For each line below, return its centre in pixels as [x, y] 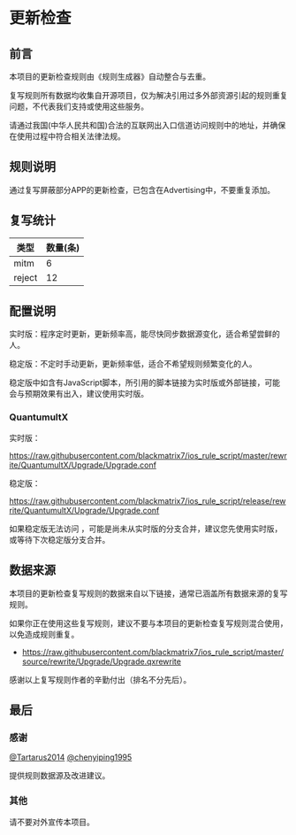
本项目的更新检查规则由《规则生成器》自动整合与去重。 [110, 77]
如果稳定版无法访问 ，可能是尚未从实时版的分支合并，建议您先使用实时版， [146, 529]
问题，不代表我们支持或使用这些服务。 [79, 106]
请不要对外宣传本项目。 [52, 822]
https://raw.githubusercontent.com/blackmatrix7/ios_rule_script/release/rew [148, 500]
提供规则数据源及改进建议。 [60, 776]
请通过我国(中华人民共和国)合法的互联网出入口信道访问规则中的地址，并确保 [148, 125]
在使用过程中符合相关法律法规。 [67, 136]
